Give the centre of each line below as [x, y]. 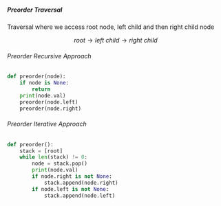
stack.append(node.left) [80, 196]
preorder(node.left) [49, 102]
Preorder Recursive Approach [49, 56]
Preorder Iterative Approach [47, 124]
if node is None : [44, 83]
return [41, 89]
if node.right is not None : [72, 176]
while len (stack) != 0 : [54, 157]
